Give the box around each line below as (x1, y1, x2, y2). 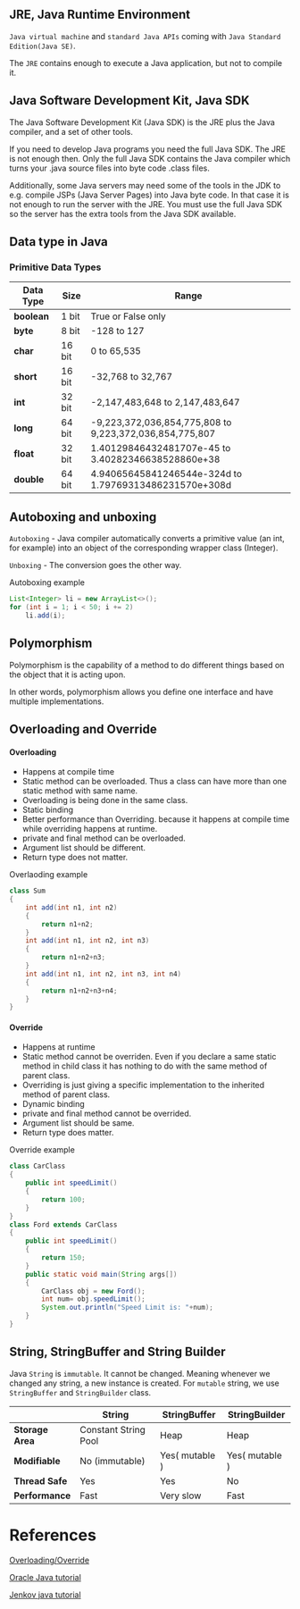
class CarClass (9, 1161, 66, 1171)
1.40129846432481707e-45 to (90, 442, 231, 455)
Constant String (79, 1423, 146, 1436)
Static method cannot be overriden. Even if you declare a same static (21, 1052, 277, 1062)
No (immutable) (79, 1454, 146, 1467)
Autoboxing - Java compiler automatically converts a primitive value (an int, (9, 533, 286, 544)
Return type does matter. (21, 1127, 114, 1138)
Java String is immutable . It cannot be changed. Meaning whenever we (9, 1368, 271, 1379)
